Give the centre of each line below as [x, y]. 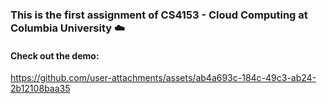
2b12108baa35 [40, 89]
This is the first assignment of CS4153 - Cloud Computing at [159, 15]
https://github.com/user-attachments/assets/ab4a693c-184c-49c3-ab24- [163, 78]
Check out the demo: [55, 55]
